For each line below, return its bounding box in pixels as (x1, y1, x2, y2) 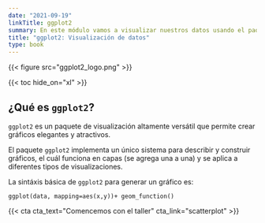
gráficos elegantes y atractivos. (8, 129, 111, 139)
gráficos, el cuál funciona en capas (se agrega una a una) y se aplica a (8, 153, 238, 162)
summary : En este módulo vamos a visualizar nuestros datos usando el (8, 26, 245, 34)
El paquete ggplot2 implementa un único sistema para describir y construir (8, 145, 251, 154)
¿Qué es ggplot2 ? (8, 100, 95, 114)
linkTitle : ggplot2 (8, 19, 73, 27)
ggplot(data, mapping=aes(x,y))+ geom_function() (8, 192, 175, 200)
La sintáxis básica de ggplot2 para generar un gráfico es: (8, 177, 194, 186)
